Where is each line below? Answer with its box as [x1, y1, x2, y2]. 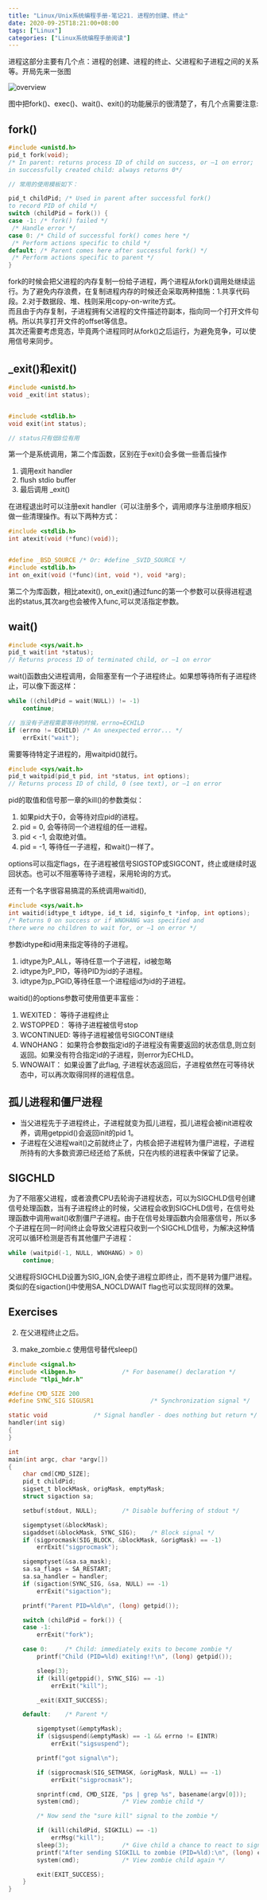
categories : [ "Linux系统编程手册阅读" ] [8, 33, 131, 42]
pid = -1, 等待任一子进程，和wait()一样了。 [19, 842, 159, 852]
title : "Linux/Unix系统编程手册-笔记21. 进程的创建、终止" [8, 11, 189, 20]
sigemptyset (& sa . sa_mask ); [22, 1558, 112, 1566]
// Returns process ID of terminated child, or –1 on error [8, 656, 212, 664]
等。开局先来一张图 [8, 67, 72, 76]
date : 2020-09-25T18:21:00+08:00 [8, 19, 119, 27]
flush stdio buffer [19, 475, 77, 485]
